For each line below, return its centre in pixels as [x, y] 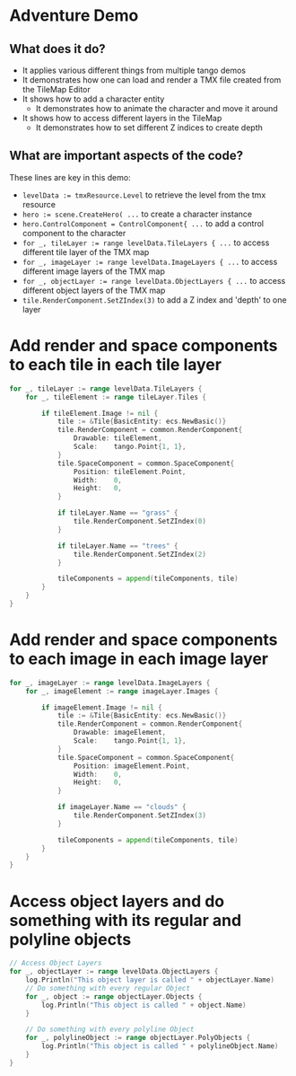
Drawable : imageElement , [120, 733]
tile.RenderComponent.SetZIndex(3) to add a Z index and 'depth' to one [154, 300]
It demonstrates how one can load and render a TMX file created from [152, 80]
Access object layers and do [117, 901]
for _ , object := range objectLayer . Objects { [114, 997]
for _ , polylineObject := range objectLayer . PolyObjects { [138, 1038]
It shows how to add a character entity [93, 99]
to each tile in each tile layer [116, 365]
